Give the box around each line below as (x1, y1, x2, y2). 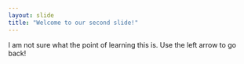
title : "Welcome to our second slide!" (8, 19, 139, 27)
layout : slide (8, 11, 55, 20)
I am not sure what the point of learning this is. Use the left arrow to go (8, 40, 237, 49)
